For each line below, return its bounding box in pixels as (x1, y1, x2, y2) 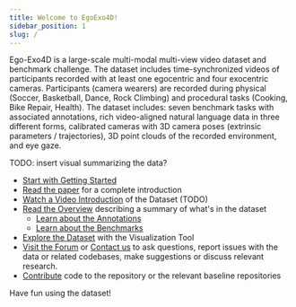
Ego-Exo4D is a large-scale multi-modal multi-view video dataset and (9, 55, 267, 66)
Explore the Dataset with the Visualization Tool (22, 232, 195, 243)
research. (22, 261, 58, 272)
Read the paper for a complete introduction (22, 185, 182, 196)
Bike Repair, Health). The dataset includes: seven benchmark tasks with (9, 102, 274, 113)
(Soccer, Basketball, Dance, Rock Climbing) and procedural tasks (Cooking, (9, 92, 289, 103)
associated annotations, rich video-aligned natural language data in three (9, 111, 280, 122)
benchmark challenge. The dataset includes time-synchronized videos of (9, 64, 280, 75)
